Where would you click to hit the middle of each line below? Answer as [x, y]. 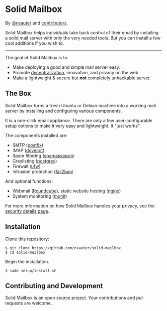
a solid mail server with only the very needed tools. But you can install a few [83, 38]
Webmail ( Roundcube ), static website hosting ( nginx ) [67, 191]
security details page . [27, 211]
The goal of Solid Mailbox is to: [37, 57]
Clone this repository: [27, 239]
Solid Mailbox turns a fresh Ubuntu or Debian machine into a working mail [81, 105]
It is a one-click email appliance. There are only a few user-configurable [79, 120]
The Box [18, 93]
